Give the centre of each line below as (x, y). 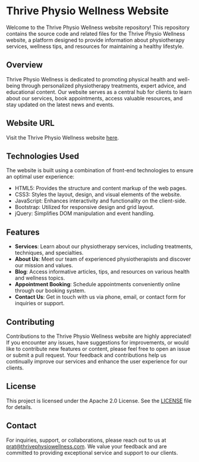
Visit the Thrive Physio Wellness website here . (63, 137)
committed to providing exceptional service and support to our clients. (92, 452)
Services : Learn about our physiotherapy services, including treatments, (104, 246)
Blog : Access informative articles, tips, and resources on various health (102, 272)
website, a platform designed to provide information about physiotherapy (96, 40)
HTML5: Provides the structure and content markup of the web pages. (101, 188)
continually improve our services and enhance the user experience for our (97, 361)
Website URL (30, 123)
